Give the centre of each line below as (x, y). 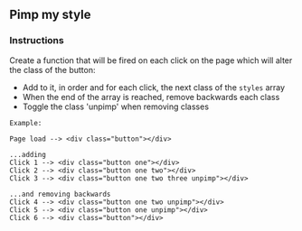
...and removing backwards (60, 194)
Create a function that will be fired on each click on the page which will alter (151, 60)
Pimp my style (50, 15)
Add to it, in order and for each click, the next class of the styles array (154, 87)
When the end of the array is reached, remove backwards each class (151, 97)
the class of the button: (52, 69)
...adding (28, 154)
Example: (26, 123)
